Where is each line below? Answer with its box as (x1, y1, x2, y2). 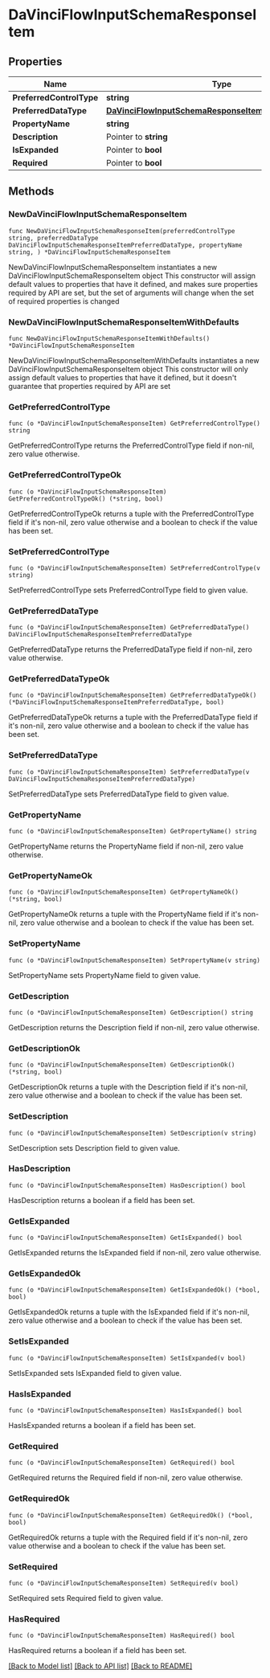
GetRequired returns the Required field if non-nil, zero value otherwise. (8, 1473, 243, 1483)
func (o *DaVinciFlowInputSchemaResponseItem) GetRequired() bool (8, 1459, 235, 1467)
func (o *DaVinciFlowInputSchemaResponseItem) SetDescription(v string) (8, 1129, 257, 1137)
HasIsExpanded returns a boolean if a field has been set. (8, 1421, 196, 1430)
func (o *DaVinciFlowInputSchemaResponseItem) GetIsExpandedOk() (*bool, (8, 1286, 261, 1295)
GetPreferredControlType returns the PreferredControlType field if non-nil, (8, 440, 255, 451)
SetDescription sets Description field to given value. (8, 1143, 181, 1152)
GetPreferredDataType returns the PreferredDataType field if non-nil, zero (8, 645, 253, 654)
